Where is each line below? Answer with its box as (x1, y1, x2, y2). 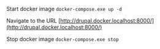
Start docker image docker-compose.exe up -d (6, 6, 123, 12)
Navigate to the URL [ (6, 17, 61, 24)
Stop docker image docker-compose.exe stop (6, 36, 119, 42)
